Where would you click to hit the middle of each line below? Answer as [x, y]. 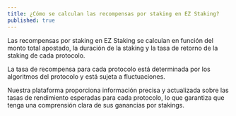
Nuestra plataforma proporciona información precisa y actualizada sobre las [118, 90]
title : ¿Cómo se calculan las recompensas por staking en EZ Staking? [113, 14]
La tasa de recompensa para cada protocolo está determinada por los [109, 69]
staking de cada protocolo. [46, 55]
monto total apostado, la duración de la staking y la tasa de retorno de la [113, 48]
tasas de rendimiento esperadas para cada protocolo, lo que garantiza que [116, 97]
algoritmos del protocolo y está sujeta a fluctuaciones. [87, 76]
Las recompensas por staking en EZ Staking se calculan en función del [111, 40]
